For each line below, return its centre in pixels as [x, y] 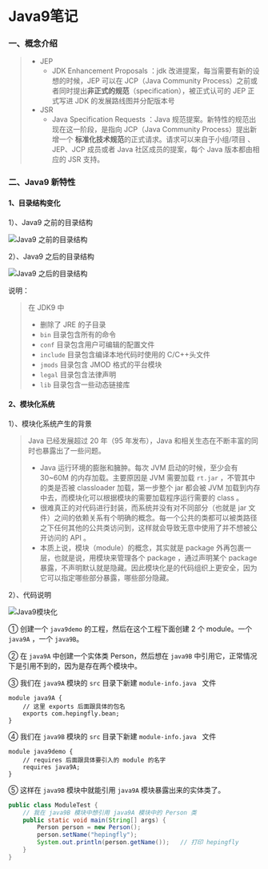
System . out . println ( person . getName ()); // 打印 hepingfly [138, 843]
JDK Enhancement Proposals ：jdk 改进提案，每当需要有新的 [152, 71]
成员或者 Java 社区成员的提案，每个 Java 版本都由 [170, 150]
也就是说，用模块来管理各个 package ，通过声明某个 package [156, 557]
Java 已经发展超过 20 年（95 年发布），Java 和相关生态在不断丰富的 [140, 441]
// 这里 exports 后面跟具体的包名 [74, 706]
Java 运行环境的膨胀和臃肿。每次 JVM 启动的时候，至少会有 [139, 467]
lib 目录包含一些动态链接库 [85, 384]
